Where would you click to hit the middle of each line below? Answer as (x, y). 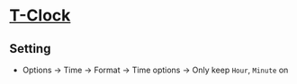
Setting (30, 49)
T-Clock (40, 16)
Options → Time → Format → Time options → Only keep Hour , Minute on (155, 70)
